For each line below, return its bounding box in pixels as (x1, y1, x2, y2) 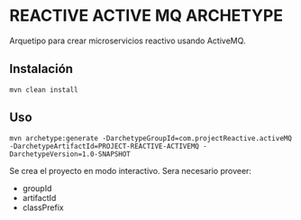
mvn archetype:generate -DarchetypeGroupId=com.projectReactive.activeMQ (9, 133, 293, 142)
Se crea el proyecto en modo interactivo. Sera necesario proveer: (9, 165, 252, 176)
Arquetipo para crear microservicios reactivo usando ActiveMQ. (9, 35, 246, 46)
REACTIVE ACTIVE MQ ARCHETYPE (9, 5, 284, 26)
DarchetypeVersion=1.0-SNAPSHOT (9, 150, 131, 159)
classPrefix (22, 202, 65, 213)
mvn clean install (9, 85, 78, 95)
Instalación (9, 61, 74, 77)
